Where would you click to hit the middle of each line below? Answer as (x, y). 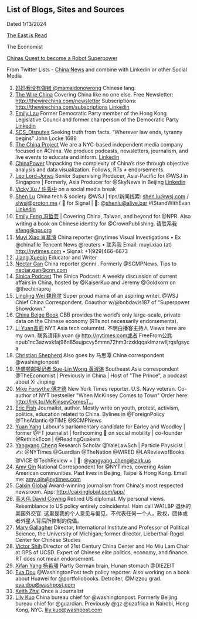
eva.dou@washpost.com (45, 584)
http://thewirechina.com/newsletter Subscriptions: (76, 101)
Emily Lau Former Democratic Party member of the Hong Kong (91, 113)
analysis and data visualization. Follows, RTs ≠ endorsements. (90, 169)
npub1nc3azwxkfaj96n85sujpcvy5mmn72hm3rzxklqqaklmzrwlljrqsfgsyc (102, 342)
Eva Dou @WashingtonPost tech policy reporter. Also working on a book (102, 572)
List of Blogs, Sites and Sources (66, 10)
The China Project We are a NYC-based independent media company (99, 144)
